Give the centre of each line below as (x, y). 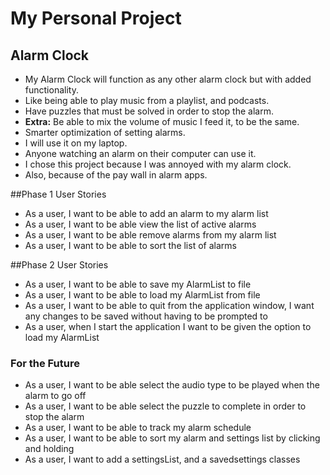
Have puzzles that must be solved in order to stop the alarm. (149, 111)
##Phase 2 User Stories (59, 265)
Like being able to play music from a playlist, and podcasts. (147, 100)
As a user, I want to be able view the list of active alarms (140, 224)
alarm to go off (55, 396)
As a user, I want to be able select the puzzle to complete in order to (165, 406)
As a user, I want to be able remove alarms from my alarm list (150, 235)
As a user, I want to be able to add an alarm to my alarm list (146, 213)
